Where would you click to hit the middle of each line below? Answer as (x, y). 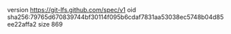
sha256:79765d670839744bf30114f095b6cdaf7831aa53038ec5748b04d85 (115, 17)
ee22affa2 (22, 24)
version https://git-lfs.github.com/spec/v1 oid (72, 10)
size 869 (50, 24)
